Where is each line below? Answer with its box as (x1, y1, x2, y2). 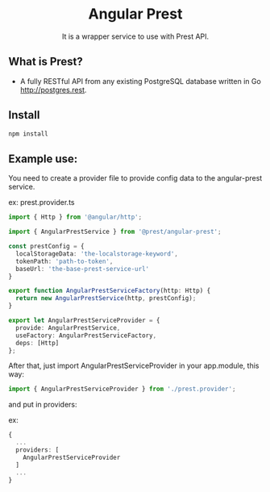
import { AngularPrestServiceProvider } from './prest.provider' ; (8, 385, 236, 394)
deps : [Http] (15, 339, 60, 347)
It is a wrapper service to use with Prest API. (61, 31, 210, 41)
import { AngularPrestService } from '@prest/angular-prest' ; (8, 227, 222, 236)
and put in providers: (8, 400, 78, 410)
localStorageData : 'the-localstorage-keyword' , (15, 249, 179, 258)
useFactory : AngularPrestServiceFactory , (15, 331, 157, 340)
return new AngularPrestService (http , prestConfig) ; (15, 294, 197, 302)
